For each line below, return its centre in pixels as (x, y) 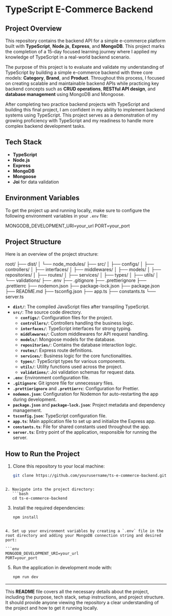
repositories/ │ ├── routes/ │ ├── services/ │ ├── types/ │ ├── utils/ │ (82, 275)
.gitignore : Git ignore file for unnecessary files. (63, 383)
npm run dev (25, 577)
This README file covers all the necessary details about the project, (77, 591)
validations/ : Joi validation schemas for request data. (78, 372)
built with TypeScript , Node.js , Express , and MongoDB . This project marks (85, 46)
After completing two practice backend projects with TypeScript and (78, 104)
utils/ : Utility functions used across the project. (71, 367)
